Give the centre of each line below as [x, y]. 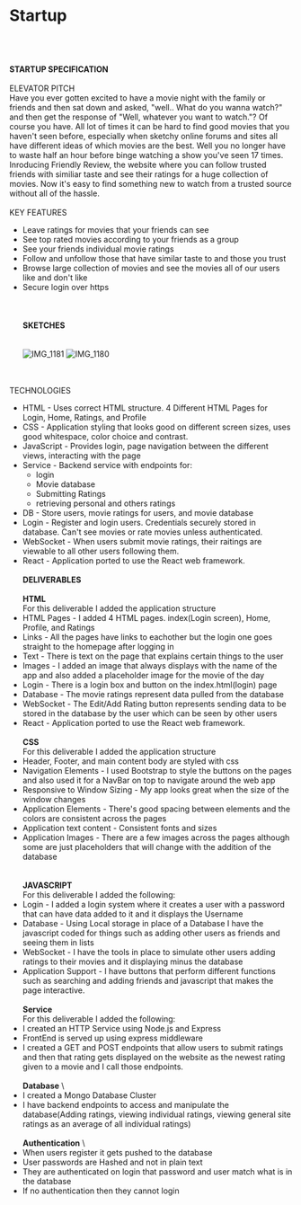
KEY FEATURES [38, 212]
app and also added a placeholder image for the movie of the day [143, 675]
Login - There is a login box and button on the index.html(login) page [150, 685]
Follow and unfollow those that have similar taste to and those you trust [154, 258]
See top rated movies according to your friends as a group [131, 239]
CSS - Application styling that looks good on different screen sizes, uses [156, 427]
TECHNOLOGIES [40, 390]
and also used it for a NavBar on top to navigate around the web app [149, 780]
